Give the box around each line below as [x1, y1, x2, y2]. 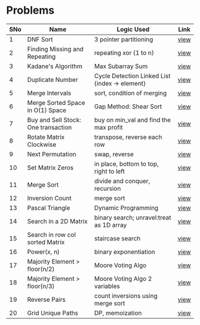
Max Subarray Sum [94, 62, 148, 70]
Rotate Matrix [27, 132, 65, 141]
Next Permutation [27, 150, 76, 158]
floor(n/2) [27, 265, 55, 273]
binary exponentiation [94, 247, 156, 256]
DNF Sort [27, 35, 54, 44]
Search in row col [27, 230, 76, 239]
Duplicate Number [27, 75, 79, 83]
